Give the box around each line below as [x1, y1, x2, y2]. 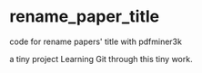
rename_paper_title [9, 6, 160, 27]
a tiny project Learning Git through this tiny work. [9, 53, 193, 64]
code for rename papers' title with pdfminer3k [9, 36, 182, 47]
